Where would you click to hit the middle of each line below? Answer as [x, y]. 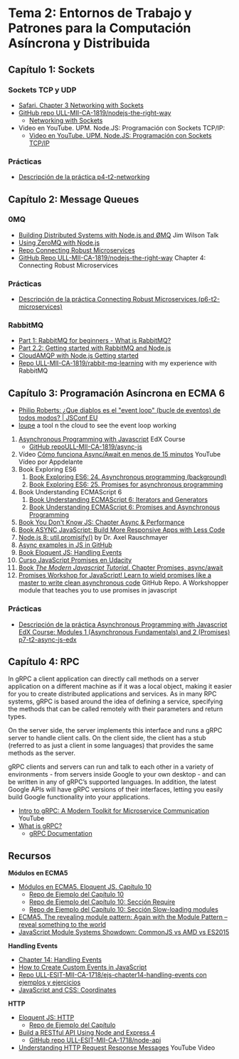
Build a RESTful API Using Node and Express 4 [87, 1033]
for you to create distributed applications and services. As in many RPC [112, 694]
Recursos [30, 856]
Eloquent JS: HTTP [46, 1018]
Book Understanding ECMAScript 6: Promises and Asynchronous [124, 507]
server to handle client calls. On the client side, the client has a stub [107, 738]
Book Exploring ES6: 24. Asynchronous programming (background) [128, 477]
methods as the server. [42, 753]
